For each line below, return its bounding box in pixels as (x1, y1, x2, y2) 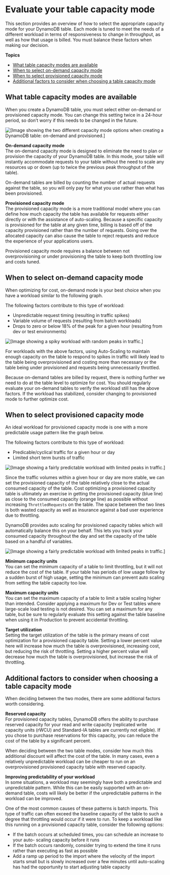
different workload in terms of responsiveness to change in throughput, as (5, 31, 161, 37)
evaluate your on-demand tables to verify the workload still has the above (5, 385, 159, 391)
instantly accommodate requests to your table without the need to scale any (5, 158, 164, 165)
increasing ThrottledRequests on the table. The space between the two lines (5, 501, 165, 508)
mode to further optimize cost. (5, 396, 69, 402)
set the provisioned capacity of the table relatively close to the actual (5, 480, 150, 486)
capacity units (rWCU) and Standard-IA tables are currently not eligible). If (5, 727, 161, 733)
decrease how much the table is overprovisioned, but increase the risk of (5, 654, 158, 660)
